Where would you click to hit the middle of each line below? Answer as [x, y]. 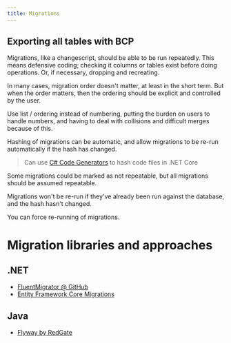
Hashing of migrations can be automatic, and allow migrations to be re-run [113, 142]
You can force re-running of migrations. [63, 217]
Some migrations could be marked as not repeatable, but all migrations [108, 176]
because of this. [30, 129]
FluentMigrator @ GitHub [52, 287]
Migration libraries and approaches [110, 245]
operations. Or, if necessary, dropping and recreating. [83, 72]
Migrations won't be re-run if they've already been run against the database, [116, 196]
